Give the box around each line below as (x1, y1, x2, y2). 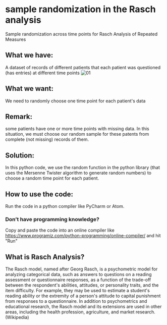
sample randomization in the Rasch (5, 4, 156, 15)
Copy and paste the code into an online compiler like (5, 227, 115, 233)
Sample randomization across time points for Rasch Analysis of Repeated (5, 31, 158, 37)
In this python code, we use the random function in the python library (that (5, 165, 160, 171)
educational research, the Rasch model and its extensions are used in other (5, 304, 162, 310)
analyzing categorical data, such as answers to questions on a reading (5, 272, 152, 278)
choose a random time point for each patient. (5, 175, 99, 181)
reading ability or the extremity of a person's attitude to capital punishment (5, 293, 161, 299)
